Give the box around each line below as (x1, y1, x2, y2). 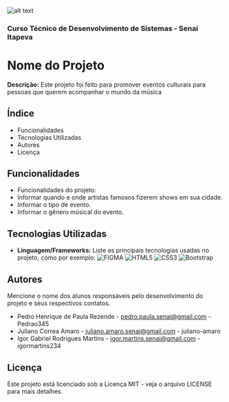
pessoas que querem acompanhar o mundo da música (7, 87, 162, 96)
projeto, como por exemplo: (17, 253, 96, 262)
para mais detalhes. (7, 387, 63, 395)
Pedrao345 (17, 320, 50, 328)
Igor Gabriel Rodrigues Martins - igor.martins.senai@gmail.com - (17, 335, 201, 343)
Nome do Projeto (7, 58, 105, 74)
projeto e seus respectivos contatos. (7, 299, 111, 308)
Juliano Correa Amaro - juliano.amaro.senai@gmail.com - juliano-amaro (17, 327, 221, 335)
